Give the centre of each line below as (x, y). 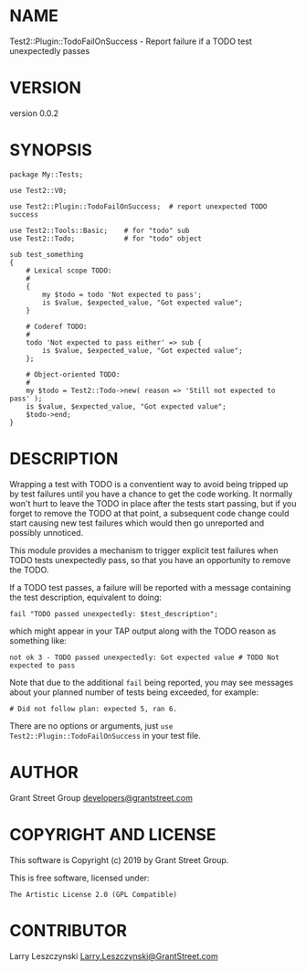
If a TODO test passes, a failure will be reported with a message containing (150, 587)
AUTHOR (44, 772)
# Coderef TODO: (57, 326)
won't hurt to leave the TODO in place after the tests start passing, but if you (153, 503)
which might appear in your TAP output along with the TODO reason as (143, 631)
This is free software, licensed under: (79, 878)
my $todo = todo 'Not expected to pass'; (122, 294)
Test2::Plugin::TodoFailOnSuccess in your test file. (105, 735)
